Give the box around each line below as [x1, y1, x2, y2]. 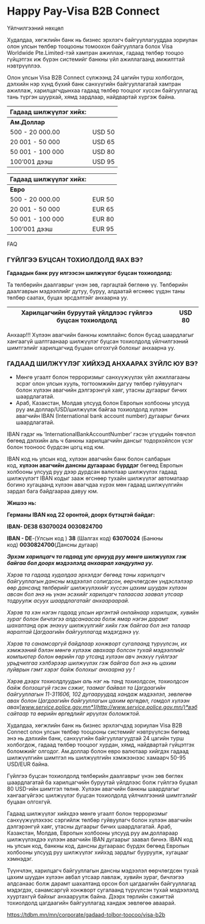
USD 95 [92, 157, 115, 165]
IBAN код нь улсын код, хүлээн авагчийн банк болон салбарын [7, 455, 171, 462]
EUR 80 [92, 215, 114, 223]
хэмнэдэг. [7, 855, 33, 862]
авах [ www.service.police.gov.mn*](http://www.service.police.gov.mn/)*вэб [7, 703, 198, 710]
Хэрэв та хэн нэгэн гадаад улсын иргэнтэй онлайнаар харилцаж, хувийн [7, 608, 199, 616]
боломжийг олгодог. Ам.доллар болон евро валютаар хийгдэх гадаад [7, 747, 189, 755]
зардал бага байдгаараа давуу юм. [7, 487, 99, 495]
